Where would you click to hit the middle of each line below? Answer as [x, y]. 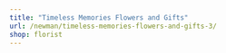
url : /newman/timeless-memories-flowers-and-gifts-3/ [113, 26]
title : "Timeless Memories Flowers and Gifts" [99, 18]
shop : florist [36, 34]
